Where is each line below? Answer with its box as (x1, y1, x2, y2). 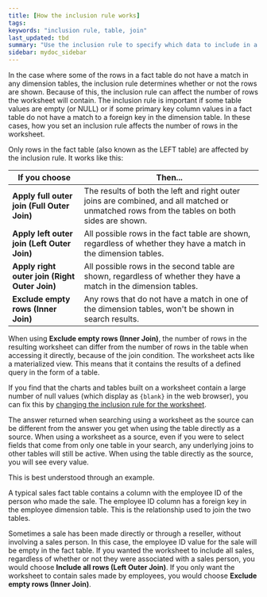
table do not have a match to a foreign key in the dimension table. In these (8, 113, 250, 121)
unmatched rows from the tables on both (83, 206, 236, 216)
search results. (83, 314, 139, 324)
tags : (8, 19, 26, 27)
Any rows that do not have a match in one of (83, 294, 249, 304)
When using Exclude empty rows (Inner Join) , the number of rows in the (8, 334, 248, 343)
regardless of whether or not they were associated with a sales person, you (8, 554, 256, 564)
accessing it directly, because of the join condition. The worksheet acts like (8, 351, 255, 360)
